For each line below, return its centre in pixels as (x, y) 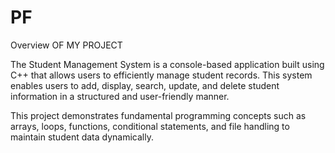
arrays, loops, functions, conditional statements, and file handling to (150, 126)
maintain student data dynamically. (82, 137)
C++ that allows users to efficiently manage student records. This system (161, 75)
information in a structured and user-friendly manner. (120, 96)
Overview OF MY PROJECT (66, 45)
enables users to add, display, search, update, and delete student (145, 85)
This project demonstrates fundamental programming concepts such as (158, 115)
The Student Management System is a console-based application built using (167, 64)
